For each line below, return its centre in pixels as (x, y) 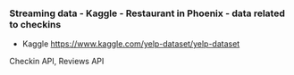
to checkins (35, 24)
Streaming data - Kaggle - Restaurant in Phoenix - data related (147, 13)
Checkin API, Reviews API (57, 62)
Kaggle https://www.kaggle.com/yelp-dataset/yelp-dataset (131, 44)
